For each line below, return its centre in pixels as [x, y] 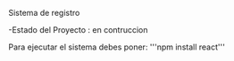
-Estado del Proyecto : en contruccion [78, 30]
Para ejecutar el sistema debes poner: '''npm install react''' [117, 47]
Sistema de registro [44, 13]
